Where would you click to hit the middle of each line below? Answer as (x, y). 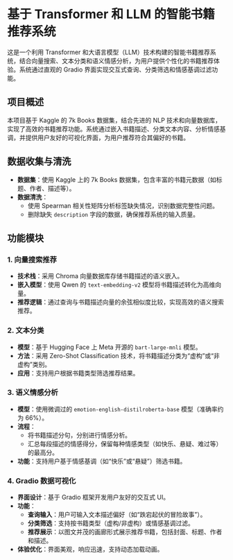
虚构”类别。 (34, 364)
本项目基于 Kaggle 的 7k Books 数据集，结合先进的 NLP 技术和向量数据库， (114, 120)
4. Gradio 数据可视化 (42, 481)
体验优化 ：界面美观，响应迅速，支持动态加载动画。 (90, 550)
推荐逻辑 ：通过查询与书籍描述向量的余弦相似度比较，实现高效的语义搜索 (120, 302)
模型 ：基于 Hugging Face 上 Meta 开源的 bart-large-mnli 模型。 (110, 347)
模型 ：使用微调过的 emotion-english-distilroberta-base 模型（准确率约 (120, 409)
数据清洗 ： (33, 197)
